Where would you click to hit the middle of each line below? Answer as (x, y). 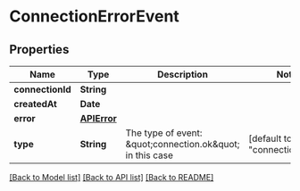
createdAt (36, 104)
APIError (99, 118)
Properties (39, 50)
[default (265, 138)
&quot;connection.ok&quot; (183, 144)
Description (183, 75)
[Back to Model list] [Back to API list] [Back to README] (112, 177)
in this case (150, 155)
